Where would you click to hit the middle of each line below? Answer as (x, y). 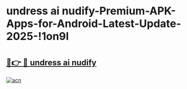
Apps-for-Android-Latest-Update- (94, 24)
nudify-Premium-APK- (119, 11)
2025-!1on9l (37, 36)
